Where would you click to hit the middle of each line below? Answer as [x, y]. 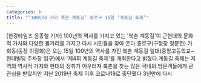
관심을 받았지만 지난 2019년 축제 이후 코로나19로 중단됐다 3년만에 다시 [89, 73]
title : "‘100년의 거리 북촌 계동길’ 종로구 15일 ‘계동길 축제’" [77, 18]
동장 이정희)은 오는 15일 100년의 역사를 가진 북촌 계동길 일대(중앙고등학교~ [106, 51]
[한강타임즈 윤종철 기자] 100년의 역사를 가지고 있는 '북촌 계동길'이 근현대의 [94, 35]
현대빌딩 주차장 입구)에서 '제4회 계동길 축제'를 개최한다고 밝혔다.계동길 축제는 [98, 58]
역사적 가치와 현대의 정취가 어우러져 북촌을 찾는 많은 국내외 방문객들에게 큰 [105, 66]
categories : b [24, 12]
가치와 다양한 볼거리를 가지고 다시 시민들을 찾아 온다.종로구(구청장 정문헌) [99, 43]
